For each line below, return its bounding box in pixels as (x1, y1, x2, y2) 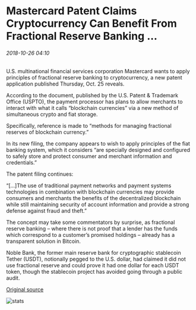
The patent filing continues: (6, 170, 74, 178)
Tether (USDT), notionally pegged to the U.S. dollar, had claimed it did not (6, 255, 186, 262)
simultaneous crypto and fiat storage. (6, 111, 98, 118)
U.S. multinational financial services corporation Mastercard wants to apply (6, 68, 190, 75)
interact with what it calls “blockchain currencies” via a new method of (6, 105, 179, 112)
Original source (6, 286, 44, 293)
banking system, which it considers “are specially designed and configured (6, 147, 190, 154)
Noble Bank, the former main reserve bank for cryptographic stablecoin (6, 249, 181, 257)
